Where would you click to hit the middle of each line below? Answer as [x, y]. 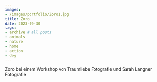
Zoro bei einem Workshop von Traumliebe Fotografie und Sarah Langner [78, 69]
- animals [15, 37]
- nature [14, 42]
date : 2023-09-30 [23, 23]
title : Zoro [17, 19]
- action [14, 51]
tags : [11, 28]
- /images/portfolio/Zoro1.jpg [37, 14]
